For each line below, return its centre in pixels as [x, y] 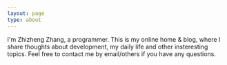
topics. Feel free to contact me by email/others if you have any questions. [111, 54]
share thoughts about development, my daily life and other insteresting [108, 47]
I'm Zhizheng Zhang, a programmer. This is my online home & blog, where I [114, 39]
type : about [24, 20]
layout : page [26, 13]
